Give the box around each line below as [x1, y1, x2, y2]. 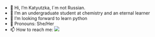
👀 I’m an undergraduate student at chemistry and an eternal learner [10, 10, 150, 16]
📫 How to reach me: [10, 26, 54, 32]
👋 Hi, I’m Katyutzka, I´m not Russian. [10, 5, 86, 10]
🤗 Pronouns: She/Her [10, 20, 55, 26]
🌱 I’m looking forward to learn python [10, 15, 87, 21]
